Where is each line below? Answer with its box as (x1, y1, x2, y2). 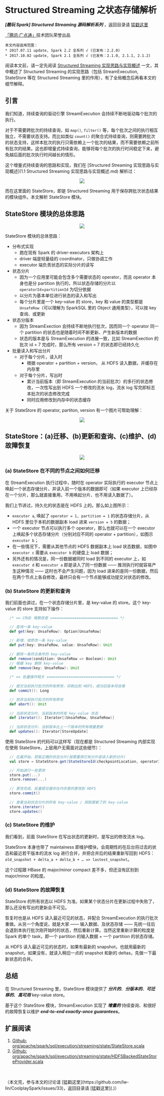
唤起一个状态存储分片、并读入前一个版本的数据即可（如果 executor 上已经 (5, 485, 154, 491)
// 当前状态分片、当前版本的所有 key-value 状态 (9, 711, 99, 716)
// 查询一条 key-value (9, 624, 53, 629)
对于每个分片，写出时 (19, 372, 62, 378)
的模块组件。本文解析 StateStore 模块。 (5, 194, 84, 200)
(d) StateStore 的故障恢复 (5, 886, 65, 893)
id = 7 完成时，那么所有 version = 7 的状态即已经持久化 (29, 342, 140, 348)
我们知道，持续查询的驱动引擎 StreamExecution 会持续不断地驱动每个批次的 (5, 110, 157, 116)
